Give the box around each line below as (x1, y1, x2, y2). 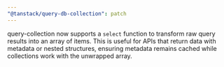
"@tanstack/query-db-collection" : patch (7, 10, 127, 17)
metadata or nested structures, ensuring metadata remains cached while (7, 44, 217, 52)
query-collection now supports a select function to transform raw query (7, 29, 216, 38)
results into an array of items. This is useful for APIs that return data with (7, 36, 216, 45)
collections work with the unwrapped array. (7, 52, 133, 60)
